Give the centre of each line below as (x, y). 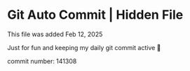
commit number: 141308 (42, 61)
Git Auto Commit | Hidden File (95, 15)
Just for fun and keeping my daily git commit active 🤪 (84, 47)
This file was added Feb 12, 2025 (55, 34)
